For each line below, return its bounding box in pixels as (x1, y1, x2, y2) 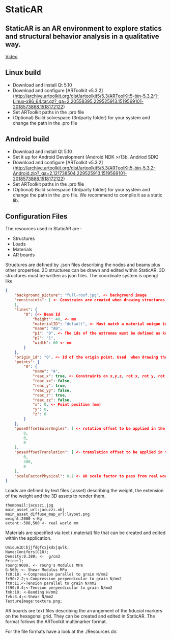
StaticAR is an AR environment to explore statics (5, 24, 162, 33)
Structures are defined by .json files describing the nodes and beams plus (5, 262, 160, 268)
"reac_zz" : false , (32, 398, 72, 403)
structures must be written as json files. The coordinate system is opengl (5, 273, 158, 279)
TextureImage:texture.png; (5, 599, 63, 604)
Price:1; (5, 559, 24, 564)
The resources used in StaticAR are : (5, 226, 82, 232)
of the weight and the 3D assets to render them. (5, 493, 106, 499)
